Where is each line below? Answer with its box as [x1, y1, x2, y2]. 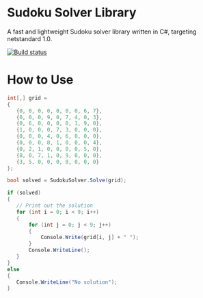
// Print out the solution [16, 202, 94, 209]
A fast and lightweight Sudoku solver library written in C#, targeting [7, 27, 197, 36]
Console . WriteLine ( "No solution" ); [16, 279, 118, 286]
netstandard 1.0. [7, 34, 53, 42]
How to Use [7, 72, 74, 88]
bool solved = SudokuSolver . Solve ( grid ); [7, 177, 127, 184]
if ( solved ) [7, 190, 41, 197]
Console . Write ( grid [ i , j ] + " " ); [40, 234, 139, 241]
